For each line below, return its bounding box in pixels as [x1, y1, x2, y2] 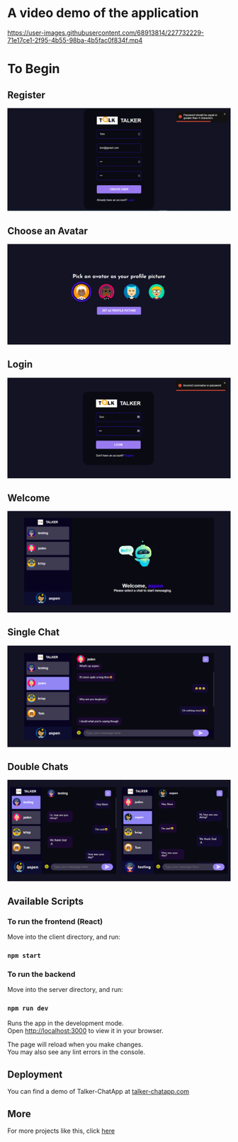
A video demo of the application [7, 5, 199, 21]
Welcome [7, 492, 50, 504]
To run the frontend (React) [7, 916, 103, 926]
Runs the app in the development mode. [7, 1019, 124, 1028]
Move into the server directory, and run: [7, 985, 124, 994]
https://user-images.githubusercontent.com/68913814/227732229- [7, 28, 204, 37]
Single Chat [7, 626, 60, 638]
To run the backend [7, 969, 76, 979]
